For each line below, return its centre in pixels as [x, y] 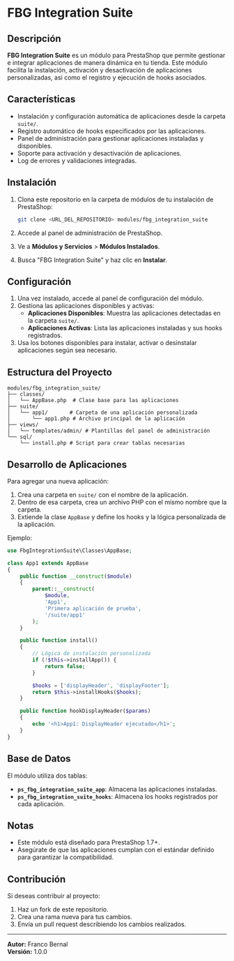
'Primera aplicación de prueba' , [93, 608]
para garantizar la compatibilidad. [65, 857]
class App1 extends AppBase [48, 563]
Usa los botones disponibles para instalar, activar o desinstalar [107, 343]
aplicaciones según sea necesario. [67, 351]
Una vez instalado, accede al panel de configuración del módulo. [110, 298]
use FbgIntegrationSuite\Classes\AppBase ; [70, 551]
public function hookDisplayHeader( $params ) [85, 711]
